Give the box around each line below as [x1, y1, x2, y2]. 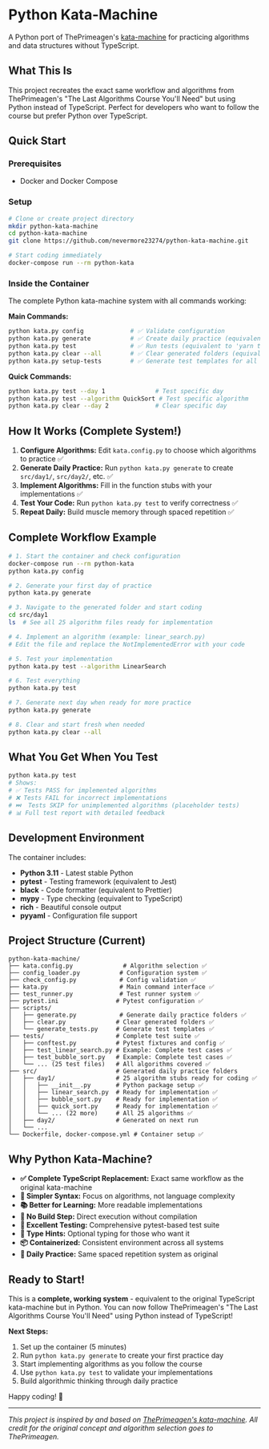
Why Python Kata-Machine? [8, 1152, 153, 1166]
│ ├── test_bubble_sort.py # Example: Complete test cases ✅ [8, 1053, 232, 1061]
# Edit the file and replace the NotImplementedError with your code [8, 640, 246, 648]
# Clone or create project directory [8, 214, 134, 222]
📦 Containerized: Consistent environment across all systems [19, 1238, 224, 1248]
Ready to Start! [8, 1272, 86, 1286]
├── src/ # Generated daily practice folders [8, 1067, 239, 1076]
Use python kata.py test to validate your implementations [19, 1367, 214, 1377]
